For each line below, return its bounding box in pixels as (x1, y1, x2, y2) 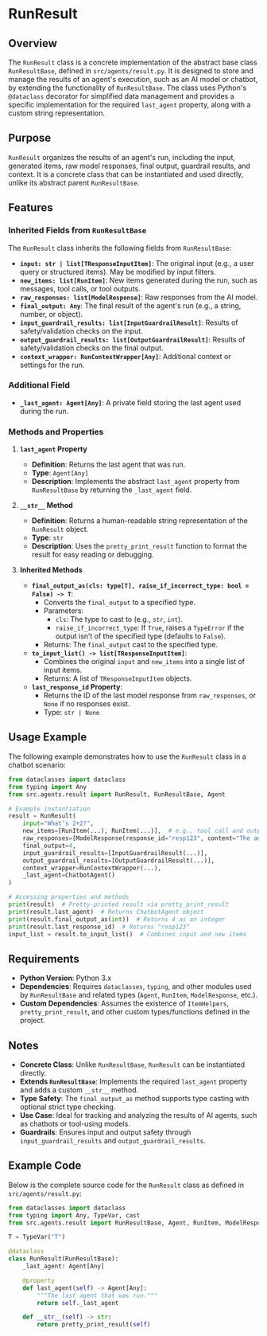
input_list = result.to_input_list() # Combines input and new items (8, 930, 247, 938)
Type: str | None (43, 708, 100, 717)
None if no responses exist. (43, 699, 130, 709)
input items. (43, 666, 83, 675)
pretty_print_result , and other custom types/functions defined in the (19, 1007, 250, 1017)
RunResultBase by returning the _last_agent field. (31, 485, 192, 494)
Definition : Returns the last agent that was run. (31, 459, 186, 470)
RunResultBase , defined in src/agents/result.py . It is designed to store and (8, 66, 254, 76)
